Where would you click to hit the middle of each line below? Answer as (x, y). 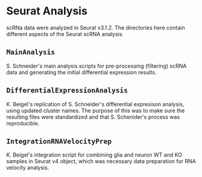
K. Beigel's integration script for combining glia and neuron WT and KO (94, 155)
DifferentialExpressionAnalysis (67, 90)
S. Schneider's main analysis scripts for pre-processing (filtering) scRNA (96, 66)
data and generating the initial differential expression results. (81, 72)
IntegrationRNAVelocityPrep (59, 141)
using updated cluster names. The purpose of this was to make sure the (96, 110)
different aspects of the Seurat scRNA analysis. (65, 34)
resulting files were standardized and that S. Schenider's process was (93, 117)
